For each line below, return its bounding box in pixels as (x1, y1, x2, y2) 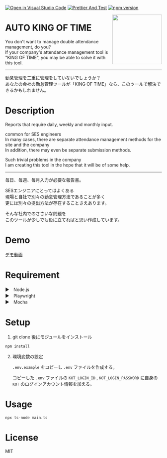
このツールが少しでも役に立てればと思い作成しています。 (5, 217, 122, 223)
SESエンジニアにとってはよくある (5, 187, 74, 193)
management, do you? (5, 44, 51, 50)
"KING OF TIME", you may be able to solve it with (5, 54, 106, 60)
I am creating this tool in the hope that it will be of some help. (5, 162, 130, 168)
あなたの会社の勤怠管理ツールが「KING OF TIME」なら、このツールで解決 (5, 81, 157, 87)
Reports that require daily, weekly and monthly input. (5, 121, 113, 127)
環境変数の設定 (12, 353, 43, 359)
